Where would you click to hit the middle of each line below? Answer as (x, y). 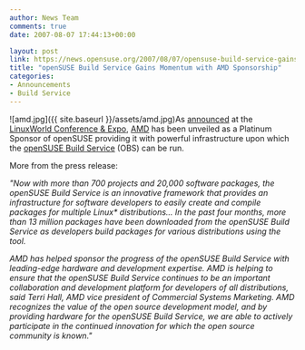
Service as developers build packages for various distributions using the (145, 231)
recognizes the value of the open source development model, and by (138, 306)
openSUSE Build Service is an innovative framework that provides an (139, 192)
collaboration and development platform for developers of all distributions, (149, 287)
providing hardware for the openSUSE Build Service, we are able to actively (151, 316)
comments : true (38, 26)
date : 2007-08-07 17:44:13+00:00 (73, 34)
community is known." (51, 335)
